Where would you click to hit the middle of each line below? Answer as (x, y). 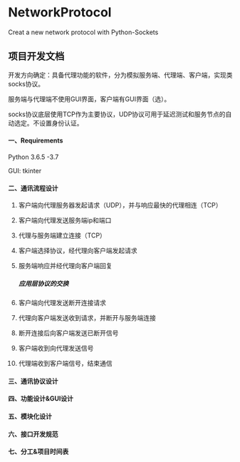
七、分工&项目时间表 (38, 452)
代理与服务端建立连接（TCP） (62, 235)
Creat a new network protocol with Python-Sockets (83, 32)
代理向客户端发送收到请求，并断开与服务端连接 (87, 318)
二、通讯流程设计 (33, 188)
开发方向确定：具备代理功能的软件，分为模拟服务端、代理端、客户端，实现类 (120, 75)
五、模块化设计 (30, 416)
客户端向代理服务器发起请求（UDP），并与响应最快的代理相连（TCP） (120, 205)
